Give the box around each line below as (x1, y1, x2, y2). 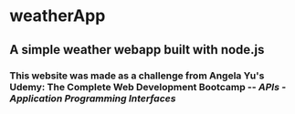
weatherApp (9, 5, 106, 26)
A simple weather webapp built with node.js (9, 42, 265, 57)
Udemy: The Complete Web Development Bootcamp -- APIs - (9, 80, 287, 93)
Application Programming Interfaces (9, 92, 176, 105)
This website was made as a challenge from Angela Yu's (9, 69, 265, 82)
